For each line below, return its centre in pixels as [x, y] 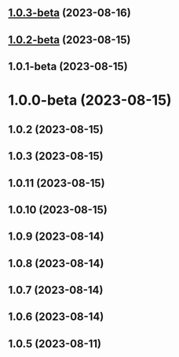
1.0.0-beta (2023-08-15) [90, 100]
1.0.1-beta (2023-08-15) [68, 67]
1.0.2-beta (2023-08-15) [69, 40]
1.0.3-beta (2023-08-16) [69, 13]
